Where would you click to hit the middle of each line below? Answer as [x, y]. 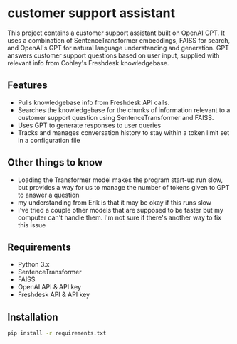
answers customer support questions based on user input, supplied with [114, 55]
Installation [33, 317]
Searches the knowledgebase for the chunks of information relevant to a [124, 110]
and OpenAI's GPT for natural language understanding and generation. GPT [118, 48]
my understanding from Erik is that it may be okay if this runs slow [115, 202]
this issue [32, 225]
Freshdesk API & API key [54, 295]
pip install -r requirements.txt [57, 333]
